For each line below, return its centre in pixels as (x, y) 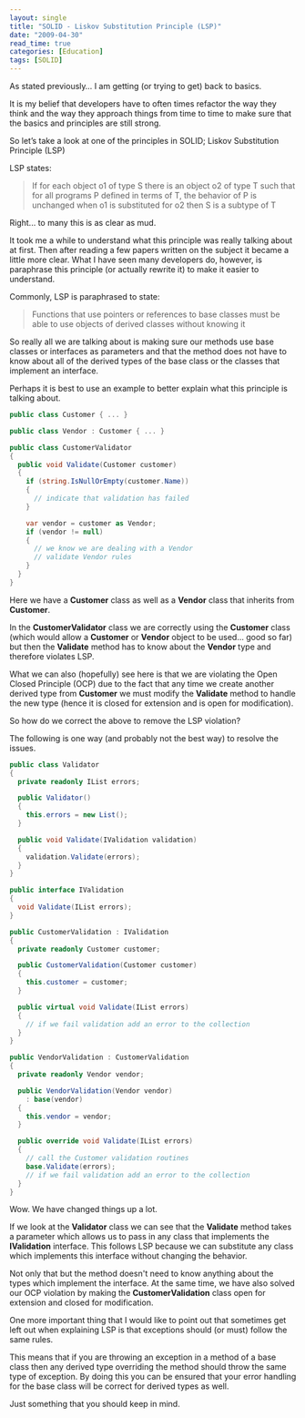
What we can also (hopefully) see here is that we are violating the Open (143, 674)
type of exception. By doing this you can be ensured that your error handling (153, 1377)
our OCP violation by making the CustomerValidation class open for (137, 1293)
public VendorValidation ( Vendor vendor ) (95, 1091)
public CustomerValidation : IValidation (89, 932)
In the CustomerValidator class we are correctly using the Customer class (150, 627)
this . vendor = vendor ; (69, 1117)
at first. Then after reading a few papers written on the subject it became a (149, 250)
